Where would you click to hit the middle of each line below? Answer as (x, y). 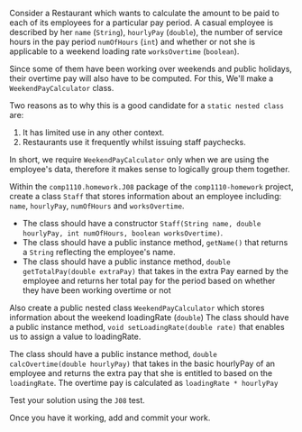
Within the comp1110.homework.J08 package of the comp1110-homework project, (151, 187)
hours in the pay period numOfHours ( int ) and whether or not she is (132, 41)
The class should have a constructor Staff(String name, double (142, 223)
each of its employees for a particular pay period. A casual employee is (141, 23)
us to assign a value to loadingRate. (75, 336)
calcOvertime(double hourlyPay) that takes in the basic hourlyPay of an (142, 363)
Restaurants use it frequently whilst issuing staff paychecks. (134, 142)
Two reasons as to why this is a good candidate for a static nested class (146, 106)
